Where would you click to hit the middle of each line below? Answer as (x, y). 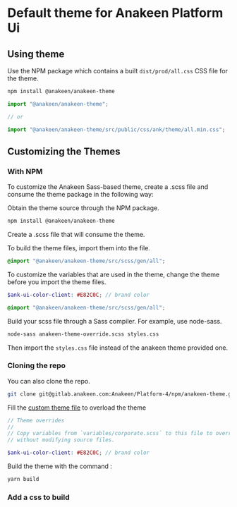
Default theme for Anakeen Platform (115, 13)
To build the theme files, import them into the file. (79, 248)
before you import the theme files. (57, 282)
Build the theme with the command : (60, 466)
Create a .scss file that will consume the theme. (76, 235)
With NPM (25, 171)
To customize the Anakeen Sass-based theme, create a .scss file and (108, 187)
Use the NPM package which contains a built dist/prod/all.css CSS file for (117, 71)
